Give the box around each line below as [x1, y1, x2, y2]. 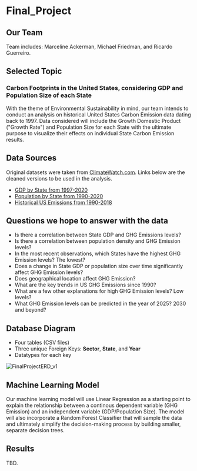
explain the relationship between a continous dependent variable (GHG [6, 402, 178, 409]
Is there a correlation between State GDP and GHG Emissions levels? [14, 231, 181, 239]
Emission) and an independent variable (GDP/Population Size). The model [6, 407, 185, 415]
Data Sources [6, 153, 57, 163]
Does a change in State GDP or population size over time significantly [14, 263, 183, 270]
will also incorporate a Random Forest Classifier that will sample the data [6, 414, 182, 421]
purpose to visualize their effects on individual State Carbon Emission [6, 129, 175, 136]
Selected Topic [6, 66, 62, 76]
